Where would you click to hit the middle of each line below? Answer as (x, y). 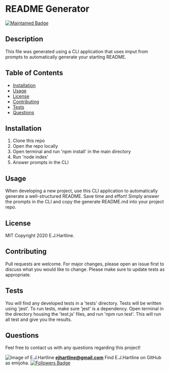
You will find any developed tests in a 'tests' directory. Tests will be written (83, 303)
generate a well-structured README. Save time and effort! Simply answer (82, 196)
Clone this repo (29, 141)
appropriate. (18, 274)
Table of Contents (34, 73)
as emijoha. (17, 363)
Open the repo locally (35, 146)
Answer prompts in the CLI (40, 163)
